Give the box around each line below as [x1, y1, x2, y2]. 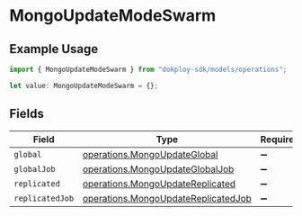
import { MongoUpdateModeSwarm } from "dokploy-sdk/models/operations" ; [9, 65, 288, 74]
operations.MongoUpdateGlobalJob [82, 163, 235, 175]
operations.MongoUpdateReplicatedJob [82, 192, 252, 204]
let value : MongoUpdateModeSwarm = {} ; [9, 81, 159, 90]
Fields [9, 106, 45, 121]
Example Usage [9, 41, 99, 57]
